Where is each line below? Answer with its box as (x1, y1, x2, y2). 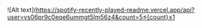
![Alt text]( (7, 6, 36, 14)
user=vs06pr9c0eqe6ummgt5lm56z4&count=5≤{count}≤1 (7, 13, 176, 21)
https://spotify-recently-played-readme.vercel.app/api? (36, 6, 195, 14)
